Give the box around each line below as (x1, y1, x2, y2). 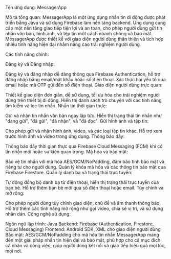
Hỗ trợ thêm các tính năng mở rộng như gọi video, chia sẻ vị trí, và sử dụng (5, 205, 163, 211)
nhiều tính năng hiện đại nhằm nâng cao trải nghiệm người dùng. (5, 41, 141, 48)
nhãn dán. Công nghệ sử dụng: (5, 211, 71, 217)
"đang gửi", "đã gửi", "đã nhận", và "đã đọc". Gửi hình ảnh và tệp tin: (5, 118, 149, 124)
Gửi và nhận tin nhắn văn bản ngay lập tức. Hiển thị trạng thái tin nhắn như (5, 112, 162, 119)
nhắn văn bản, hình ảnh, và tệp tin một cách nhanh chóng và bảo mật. (5, 31, 153, 36)
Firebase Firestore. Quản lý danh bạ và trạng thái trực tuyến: (5, 170, 133, 175)
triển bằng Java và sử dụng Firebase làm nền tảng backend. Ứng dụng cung (5, 20, 166, 26)
